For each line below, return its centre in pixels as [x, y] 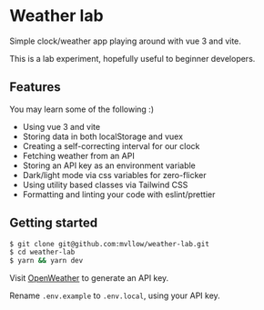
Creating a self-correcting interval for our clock [111, 145]
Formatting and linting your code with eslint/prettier [119, 194]
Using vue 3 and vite [61, 126]
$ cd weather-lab [42, 252]
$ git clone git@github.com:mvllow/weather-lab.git [109, 244]
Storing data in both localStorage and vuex [103, 136]
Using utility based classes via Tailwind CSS [105, 185]
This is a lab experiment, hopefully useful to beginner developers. [132, 58]
